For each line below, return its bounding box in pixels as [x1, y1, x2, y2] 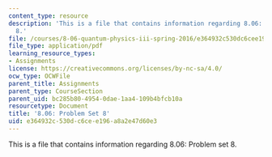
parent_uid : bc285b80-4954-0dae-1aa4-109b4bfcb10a [8, 95, 183, 103]
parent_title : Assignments [8, 79, 100, 87]
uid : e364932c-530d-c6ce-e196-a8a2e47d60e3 [8, 117, 158, 125]
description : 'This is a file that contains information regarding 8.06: [8, 19, 263, 28]
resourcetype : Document [8, 102, 89, 110]
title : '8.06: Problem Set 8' [8, 110, 111, 118]
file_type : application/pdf [8, 42, 104, 50]
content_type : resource [8, 11, 89, 20]
